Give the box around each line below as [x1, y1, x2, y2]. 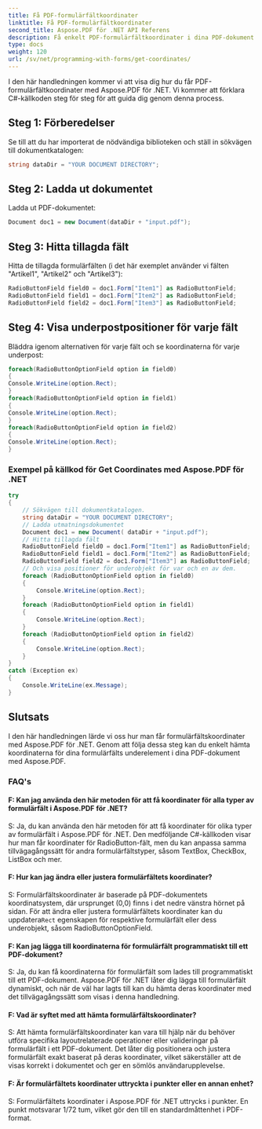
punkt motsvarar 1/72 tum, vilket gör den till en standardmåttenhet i [8, 1105, 225, 1114]
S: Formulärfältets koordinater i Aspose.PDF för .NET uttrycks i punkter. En [8, 1096, 249, 1105]
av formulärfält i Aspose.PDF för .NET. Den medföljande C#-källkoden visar [8, 829, 251, 839]
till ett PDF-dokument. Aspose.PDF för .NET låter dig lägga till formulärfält [8, 975, 246, 985]
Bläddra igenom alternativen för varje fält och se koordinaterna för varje [8, 342, 240, 351]
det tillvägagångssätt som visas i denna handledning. [8, 992, 180, 1002]
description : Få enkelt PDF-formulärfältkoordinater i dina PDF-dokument [8, 33, 255, 42]
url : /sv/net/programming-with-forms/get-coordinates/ [8, 56, 191, 64]
